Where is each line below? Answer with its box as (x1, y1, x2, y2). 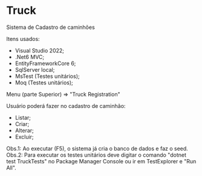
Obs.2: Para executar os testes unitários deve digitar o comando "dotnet (6, 151, 186, 159)
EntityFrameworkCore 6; (15, 60, 76, 67)
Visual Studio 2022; (15, 46, 65, 54)
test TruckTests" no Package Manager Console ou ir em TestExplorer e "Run (6, 157, 197, 165)
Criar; (15, 120, 30, 127)
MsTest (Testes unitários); (15, 72, 80, 80)
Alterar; (15, 127, 34, 134)
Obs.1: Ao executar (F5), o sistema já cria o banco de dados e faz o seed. (6, 145, 189, 152)
